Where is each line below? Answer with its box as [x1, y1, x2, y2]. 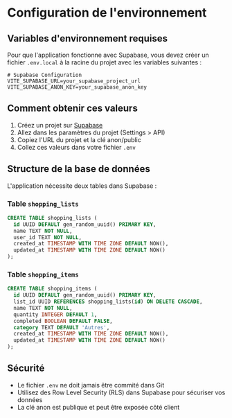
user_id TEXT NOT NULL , [13, 234, 82, 241]
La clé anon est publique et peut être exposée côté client [17, 403, 180, 411]
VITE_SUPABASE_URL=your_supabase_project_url [7, 78, 141, 85]
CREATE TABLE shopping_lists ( [7, 214, 98, 221]
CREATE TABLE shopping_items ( [7, 286, 98, 293]
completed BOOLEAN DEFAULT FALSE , [13, 317, 113, 324]
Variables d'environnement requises [7, 33, 168, 44]
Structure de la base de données [7, 163, 150, 175]
